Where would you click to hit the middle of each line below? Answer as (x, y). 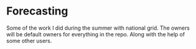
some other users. (29, 41)
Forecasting (37, 11)
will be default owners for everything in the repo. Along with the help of (96, 34)
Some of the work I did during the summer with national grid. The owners (98, 28)
